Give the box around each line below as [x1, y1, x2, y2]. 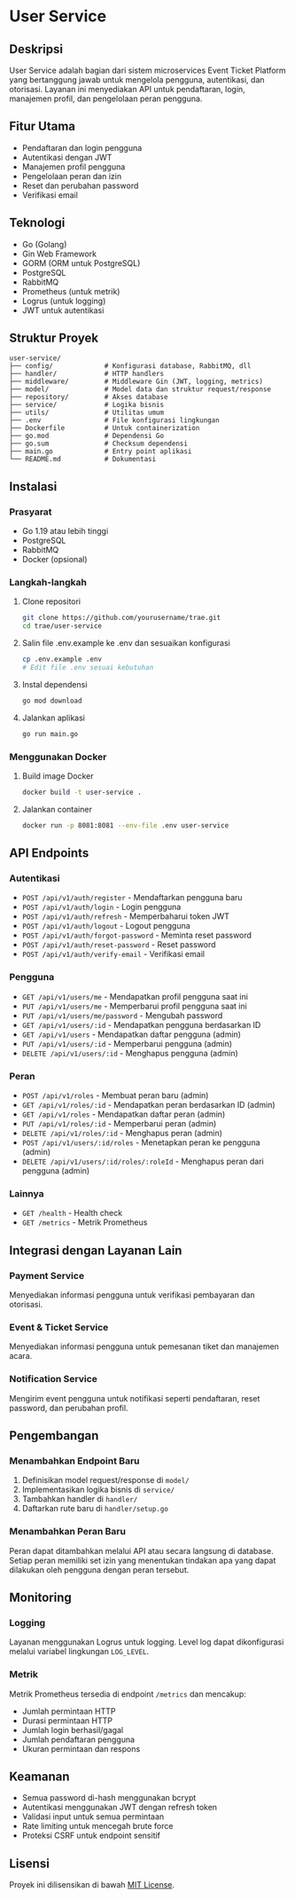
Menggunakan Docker [9, 750, 107, 763]
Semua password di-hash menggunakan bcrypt [21, 1793, 197, 1803]
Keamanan [9, 1769, 70, 1784]
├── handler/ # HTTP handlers [9, 370, 165, 379]
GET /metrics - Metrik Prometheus [21, 1217, 148, 1228]
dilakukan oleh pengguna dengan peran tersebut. [9, 1564, 190, 1575]
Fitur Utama [9, 119, 76, 134]
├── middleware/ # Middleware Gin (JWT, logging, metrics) [9, 377, 264, 387]
